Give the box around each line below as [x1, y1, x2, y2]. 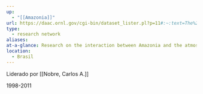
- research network [11, 31, 61, 37]
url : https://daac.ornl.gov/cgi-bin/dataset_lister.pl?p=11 [6, 20, 161, 26]
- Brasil [11, 54, 34, 60]
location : [6, 48, 31, 54]
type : [6, 25, 20, 32]
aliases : [6, 37, 28, 43]
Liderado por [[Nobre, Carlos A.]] [6, 70, 89, 77]
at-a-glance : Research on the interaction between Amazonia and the [6, 43, 182, 49]
